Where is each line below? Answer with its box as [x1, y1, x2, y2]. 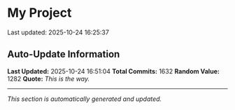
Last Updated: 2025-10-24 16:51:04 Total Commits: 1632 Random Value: [7, 67, 220, 75]
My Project [7, 5, 72, 21]
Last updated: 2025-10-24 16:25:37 [7, 28, 110, 36]
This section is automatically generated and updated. [7, 95, 162, 103]
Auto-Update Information [7, 48, 120, 60]
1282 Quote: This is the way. [7, 74, 90, 83]
